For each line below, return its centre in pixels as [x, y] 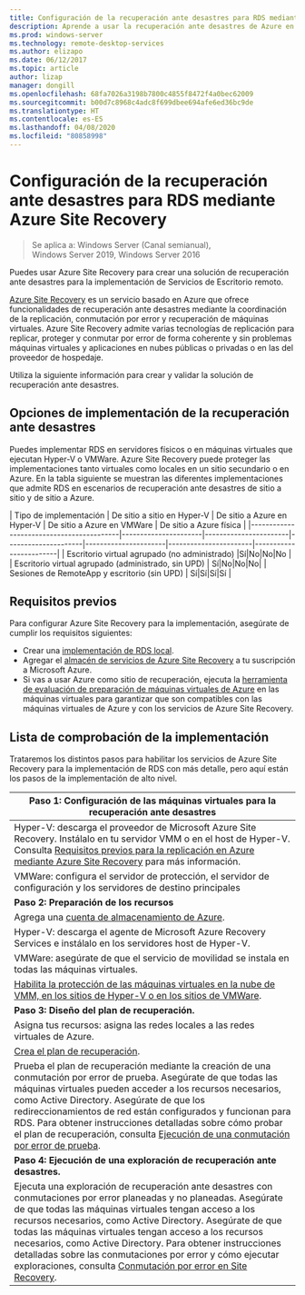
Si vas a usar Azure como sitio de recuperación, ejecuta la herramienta [155, 680]
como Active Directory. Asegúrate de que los [110, 1101]
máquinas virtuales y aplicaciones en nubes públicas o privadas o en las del [151, 347]
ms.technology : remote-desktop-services [87, 43]
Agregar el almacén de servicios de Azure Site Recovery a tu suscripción [159, 661]
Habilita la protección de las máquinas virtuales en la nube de [144, 984]
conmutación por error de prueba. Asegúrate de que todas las [146, 1078]
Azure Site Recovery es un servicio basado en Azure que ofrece [129, 299]
